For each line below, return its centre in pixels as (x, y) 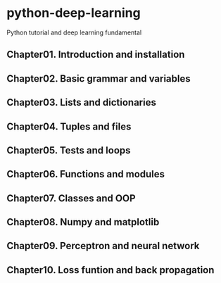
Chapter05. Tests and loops (69, 150)
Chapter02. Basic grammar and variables (99, 78)
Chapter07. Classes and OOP (71, 198)
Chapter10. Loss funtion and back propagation (110, 270)
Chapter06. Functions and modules (86, 174)
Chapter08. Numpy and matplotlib (83, 222)
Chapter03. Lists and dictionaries (81, 102)
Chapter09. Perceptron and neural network (103, 246)
